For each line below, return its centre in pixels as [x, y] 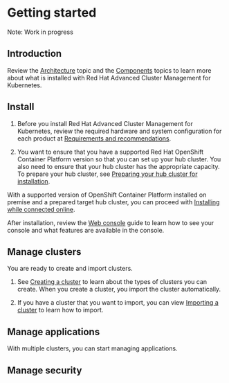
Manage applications [54, 331]
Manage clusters [44, 252]
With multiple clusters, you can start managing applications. [92, 348]
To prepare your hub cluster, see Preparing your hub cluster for [107, 174]
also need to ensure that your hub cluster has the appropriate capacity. [118, 166]
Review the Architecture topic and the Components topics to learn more [109, 70]
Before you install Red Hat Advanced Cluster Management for [105, 123]
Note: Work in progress [40, 32]
